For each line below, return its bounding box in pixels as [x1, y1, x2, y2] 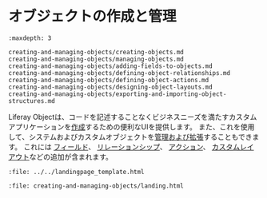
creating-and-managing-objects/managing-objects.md [8, 55, 184, 63]
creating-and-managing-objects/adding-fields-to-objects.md [8, 61, 213, 70]
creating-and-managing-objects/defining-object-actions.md [8, 76, 209, 84]
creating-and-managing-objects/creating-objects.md [8, 48, 184, 56]
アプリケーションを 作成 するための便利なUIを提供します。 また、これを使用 [8, 121, 255, 132]
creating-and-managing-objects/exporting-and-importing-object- [8, 89, 227, 98]
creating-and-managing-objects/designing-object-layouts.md [8, 83, 213, 91]
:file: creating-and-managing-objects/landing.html [8, 181, 184, 190]
